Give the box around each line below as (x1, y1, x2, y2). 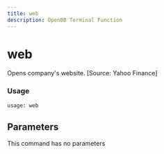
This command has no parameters (7, 139, 106, 148)
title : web (7, 10, 39, 17)
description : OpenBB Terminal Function (7, 17, 123, 23)
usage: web (7, 102, 39, 109)
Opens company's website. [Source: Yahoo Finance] (7, 69, 158, 77)
